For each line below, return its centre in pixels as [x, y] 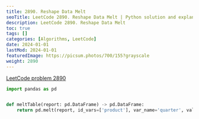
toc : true [18, 28]
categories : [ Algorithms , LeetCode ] [51, 39]
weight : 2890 [22, 61]
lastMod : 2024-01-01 [32, 50]
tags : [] [17, 34]
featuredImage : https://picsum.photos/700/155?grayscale [78, 56]
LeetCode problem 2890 [36, 78]
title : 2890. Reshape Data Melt [46, 12]
